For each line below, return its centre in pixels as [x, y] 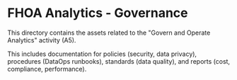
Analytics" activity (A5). [42, 40]
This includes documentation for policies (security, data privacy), [102, 54]
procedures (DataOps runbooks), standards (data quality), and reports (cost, [119, 61]
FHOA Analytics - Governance [98, 13]
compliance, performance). [47, 69]
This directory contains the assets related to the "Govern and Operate [109, 33]
